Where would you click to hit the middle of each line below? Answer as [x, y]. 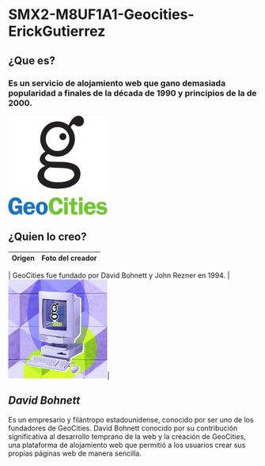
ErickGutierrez [57, 31]
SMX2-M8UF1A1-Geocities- [102, 15]
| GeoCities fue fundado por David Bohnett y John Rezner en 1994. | [119, 275]
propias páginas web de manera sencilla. [75, 453]
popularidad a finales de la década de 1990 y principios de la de [132, 93]
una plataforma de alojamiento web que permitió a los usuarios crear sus [127, 445]
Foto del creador [69, 258]
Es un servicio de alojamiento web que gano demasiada [117, 83]
